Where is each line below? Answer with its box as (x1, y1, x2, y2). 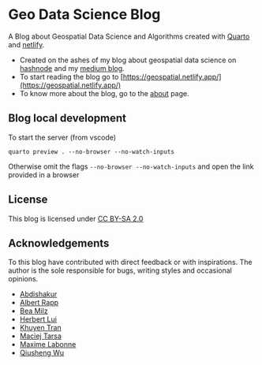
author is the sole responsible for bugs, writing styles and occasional (8, 266, 233, 275)
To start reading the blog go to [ (19, 72, 124, 81)
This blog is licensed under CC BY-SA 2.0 (8, 214, 144, 223)
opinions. (8, 274, 39, 284)
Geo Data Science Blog (8, 6, 161, 24)
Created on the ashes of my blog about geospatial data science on (19, 55, 237, 65)
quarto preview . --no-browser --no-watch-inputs (8, 147, 175, 155)
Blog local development (8, 112, 127, 125)
